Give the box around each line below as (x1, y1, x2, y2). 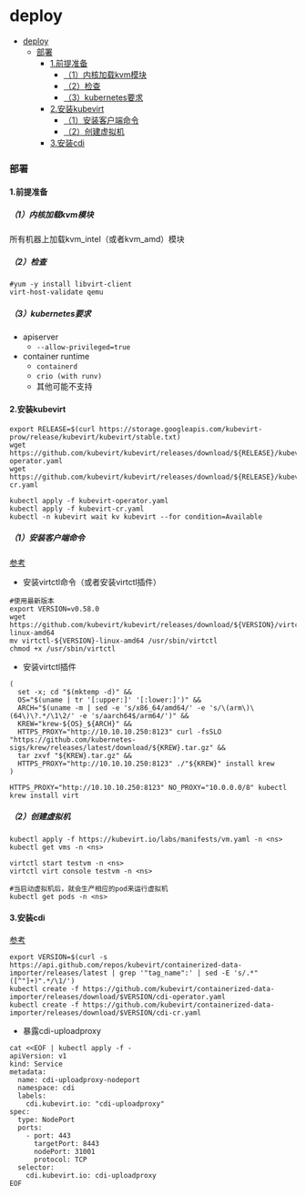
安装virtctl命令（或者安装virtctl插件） (22, 576, 162, 587)
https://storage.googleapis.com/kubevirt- (98, 424, 262, 433)
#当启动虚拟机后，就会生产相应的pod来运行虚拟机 (9, 884, 168, 893)
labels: (17, 1091, 47, 1100)
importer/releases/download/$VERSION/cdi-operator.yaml (9, 992, 226, 1001)
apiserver (22, 331, 59, 342)
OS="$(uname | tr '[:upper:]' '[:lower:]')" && (17, 695, 202, 704)
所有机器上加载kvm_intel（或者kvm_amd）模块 (9, 234, 185, 245)
